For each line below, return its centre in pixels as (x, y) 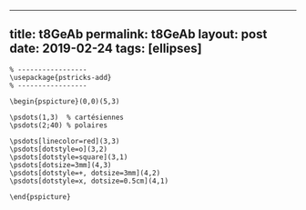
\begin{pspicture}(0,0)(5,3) (65, 101)
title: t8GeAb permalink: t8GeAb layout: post (138, 34)
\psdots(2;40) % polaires (58, 125)
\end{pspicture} (40, 196)
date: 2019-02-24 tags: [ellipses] (106, 49)
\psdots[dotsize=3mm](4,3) (61, 165)
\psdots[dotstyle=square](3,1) (69, 157)
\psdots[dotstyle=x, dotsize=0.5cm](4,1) (89, 181)
